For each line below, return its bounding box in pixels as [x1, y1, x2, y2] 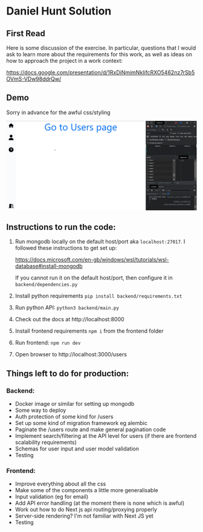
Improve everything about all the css [14, 480, 106, 487]
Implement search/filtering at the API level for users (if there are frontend [14, 432, 197, 440]
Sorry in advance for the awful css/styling [6, 109, 111, 116]
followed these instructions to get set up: [14, 245, 117, 252]
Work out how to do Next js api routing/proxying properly [14, 506, 157, 513]
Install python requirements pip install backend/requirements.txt [14, 292, 182, 300]
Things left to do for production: [6, 368, 129, 379]
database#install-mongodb [14, 263, 83, 270]
